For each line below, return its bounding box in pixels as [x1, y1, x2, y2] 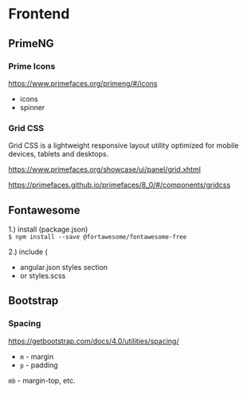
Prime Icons [8, 61, 56, 72]
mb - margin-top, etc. [8, 375, 76, 385]
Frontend [8, 5, 70, 23]
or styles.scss [19, 271, 66, 280]
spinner [19, 102, 45, 112]
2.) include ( [8, 247, 48, 256]
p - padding [19, 360, 58, 370]
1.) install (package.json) [8, 224, 88, 234]
